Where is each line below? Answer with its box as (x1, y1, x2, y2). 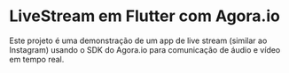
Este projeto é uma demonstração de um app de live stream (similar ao (9, 35, 268, 46)
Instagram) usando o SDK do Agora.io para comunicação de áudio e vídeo (9, 44, 281, 55)
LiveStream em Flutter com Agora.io (9, 6, 281, 26)
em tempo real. (9, 54, 65, 64)
